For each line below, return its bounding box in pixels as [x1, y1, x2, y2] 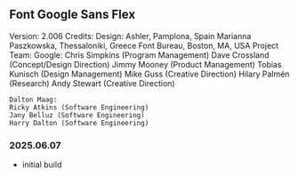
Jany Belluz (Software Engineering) [9, 110, 145, 119]
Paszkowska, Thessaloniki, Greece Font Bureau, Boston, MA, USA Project [9, 40, 278, 51]
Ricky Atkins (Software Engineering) [9, 102, 149, 112]
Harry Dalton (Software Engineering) [9, 118, 149, 127]
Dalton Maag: [9, 95, 58, 104]
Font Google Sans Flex [9, 7, 136, 22]
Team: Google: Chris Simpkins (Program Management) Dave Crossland [9, 49, 270, 60]
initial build [21, 159, 62, 170]
